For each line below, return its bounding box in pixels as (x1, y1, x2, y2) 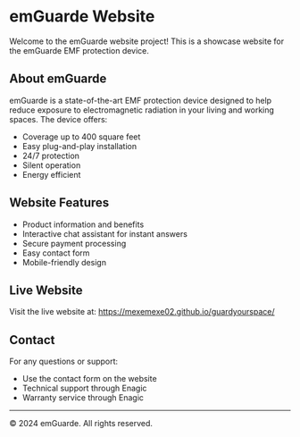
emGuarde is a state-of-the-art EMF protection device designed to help (9, 95, 272, 105)
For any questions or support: (9, 356, 119, 367)
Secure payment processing (21, 238, 127, 248)
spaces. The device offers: (9, 113, 108, 124)
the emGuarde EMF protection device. (9, 45, 150, 55)
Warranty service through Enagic (21, 392, 145, 403)
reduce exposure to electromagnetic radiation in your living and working (9, 105, 275, 115)
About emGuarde (9, 71, 107, 87)
